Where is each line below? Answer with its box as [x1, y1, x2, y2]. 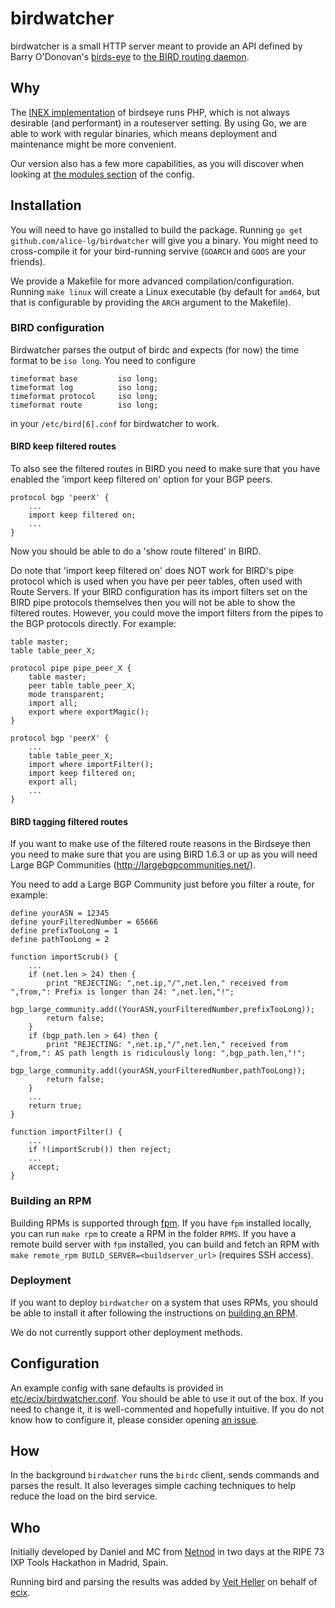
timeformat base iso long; [10, 373, 159, 384]
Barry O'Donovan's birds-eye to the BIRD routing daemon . [10, 50, 250, 62]
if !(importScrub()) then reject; [28, 1145, 172, 1155]
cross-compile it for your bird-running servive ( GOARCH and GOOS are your [10, 245, 307, 257]
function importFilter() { [10, 1127, 123, 1137]
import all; [28, 698, 78, 709]
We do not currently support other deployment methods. [10, 1326, 243, 1338]
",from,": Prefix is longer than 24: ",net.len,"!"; [10, 987, 235, 997]
